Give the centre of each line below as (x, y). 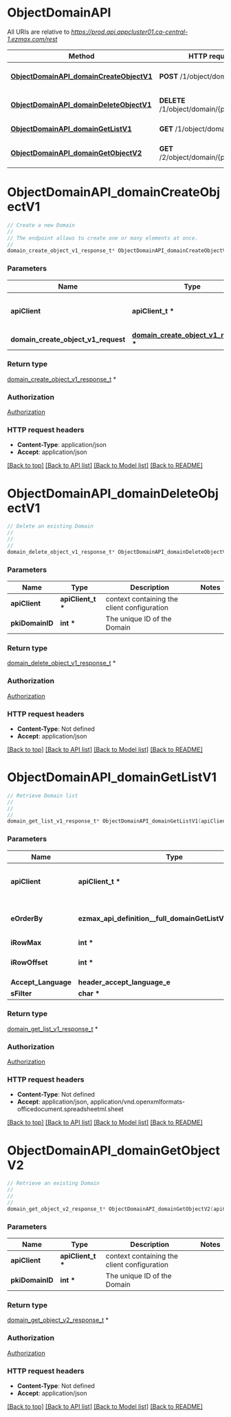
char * (89, 993)
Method (81, 56)
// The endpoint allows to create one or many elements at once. (102, 238)
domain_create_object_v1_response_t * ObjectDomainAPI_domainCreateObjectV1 (118, 251)
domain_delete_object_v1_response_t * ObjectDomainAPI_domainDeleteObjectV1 (118, 552)
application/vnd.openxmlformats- (138, 1102)
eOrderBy (27, 918)
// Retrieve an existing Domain (53, 1183)
